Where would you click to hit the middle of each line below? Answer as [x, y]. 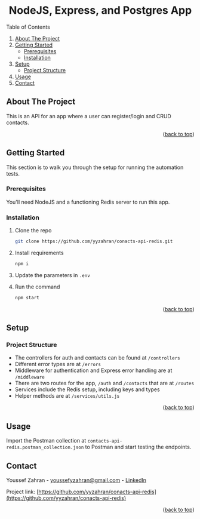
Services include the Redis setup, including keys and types [87, 389]
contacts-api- [105, 441]
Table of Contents [28, 27]
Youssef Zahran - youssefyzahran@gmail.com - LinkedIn [76, 480]
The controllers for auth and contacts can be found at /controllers [97, 358]
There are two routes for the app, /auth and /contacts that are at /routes [104, 383]
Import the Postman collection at [46, 441]
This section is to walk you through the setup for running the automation [95, 167]
